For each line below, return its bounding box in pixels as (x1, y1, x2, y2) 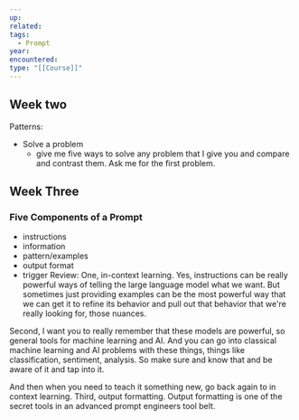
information (22, 241, 66, 252)
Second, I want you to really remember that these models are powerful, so (9, 326, 285, 337)
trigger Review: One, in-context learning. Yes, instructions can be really (22, 270, 289, 281)
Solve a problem (22, 138, 84, 149)
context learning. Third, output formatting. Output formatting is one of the (9, 391, 283, 402)
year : (9, 47, 30, 56)
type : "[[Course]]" (9, 64, 83, 73)
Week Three (9, 184, 79, 200)
